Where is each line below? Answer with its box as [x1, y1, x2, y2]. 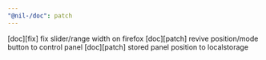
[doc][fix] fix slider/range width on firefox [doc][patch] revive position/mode [7, 34, 259, 43]
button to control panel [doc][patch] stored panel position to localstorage [7, 42, 249, 52]
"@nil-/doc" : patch [7, 11, 73, 20]
